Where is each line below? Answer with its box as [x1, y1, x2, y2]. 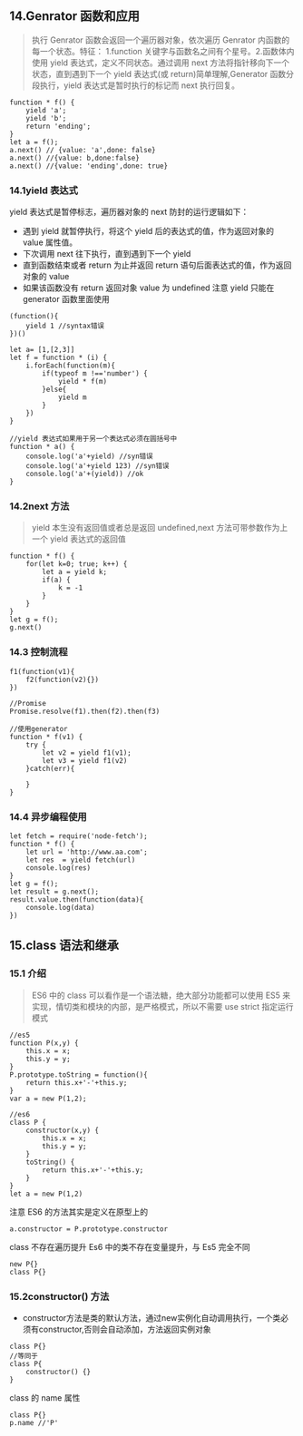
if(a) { [42, 575, 71, 585]
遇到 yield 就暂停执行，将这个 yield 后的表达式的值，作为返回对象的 [22, 226, 275, 237]
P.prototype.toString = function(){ [9, 1070, 148, 1079]
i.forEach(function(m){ [25, 361, 116, 370]
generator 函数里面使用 [22, 294, 111, 305]
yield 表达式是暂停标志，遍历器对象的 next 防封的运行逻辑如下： [9, 207, 249, 218]
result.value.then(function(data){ [9, 895, 144, 904]
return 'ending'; [25, 122, 92, 131]
